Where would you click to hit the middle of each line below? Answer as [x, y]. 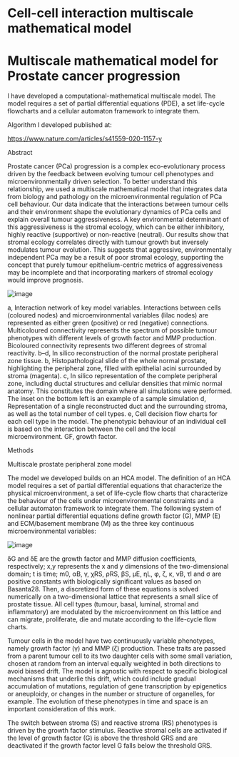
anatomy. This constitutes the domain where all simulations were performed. [120, 391]
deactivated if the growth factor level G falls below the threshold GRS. [110, 746]
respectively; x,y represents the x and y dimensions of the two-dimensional [118, 567]
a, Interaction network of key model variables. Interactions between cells [114, 308]
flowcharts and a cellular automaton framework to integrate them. [104, 111]
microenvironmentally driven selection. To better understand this [102, 182]
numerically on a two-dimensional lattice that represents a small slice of [113, 596]
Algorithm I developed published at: [60, 125]
